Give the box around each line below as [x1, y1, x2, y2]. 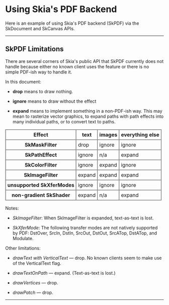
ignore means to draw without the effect [12, 98, 97, 104]
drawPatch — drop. [12, 289, 54, 295]
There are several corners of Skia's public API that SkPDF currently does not [5, 58, 164, 64]
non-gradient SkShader [12, 191, 70, 198]
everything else [121, 131, 159, 138]
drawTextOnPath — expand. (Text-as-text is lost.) [12, 270, 116, 276]
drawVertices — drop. [12, 279, 58, 285]
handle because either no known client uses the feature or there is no [5, 63, 149, 69]
